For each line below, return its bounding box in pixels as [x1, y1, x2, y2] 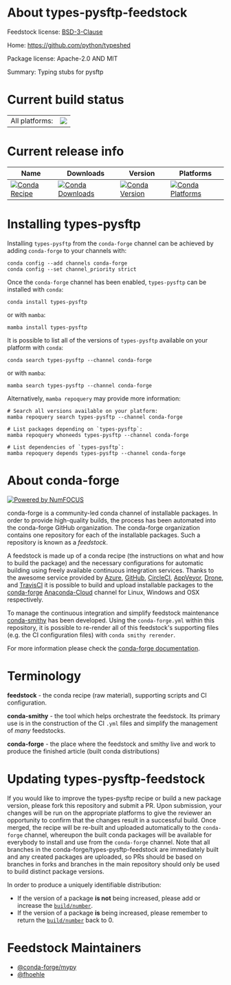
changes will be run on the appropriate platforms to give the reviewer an [7, 809, 212, 817]
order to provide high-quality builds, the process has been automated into [7, 516, 217, 525]
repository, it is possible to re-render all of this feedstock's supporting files [7, 623, 219, 631]
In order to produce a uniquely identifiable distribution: [7, 880, 162, 888]
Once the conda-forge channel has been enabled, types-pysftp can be [7, 278, 207, 286]
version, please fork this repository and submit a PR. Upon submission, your [7, 801, 222, 809]
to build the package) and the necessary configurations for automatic [7, 558, 204, 567]
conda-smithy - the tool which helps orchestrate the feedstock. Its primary [7, 711, 221, 720]
